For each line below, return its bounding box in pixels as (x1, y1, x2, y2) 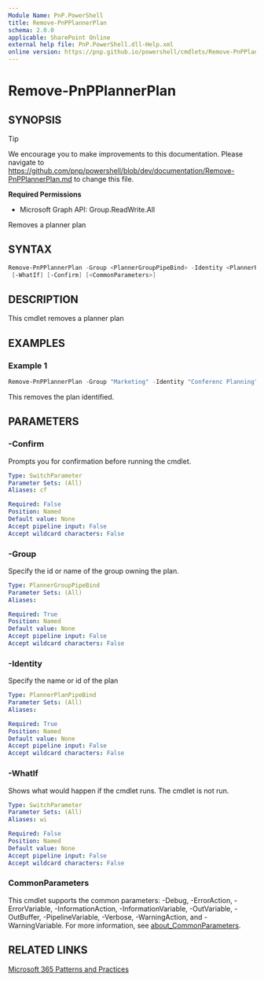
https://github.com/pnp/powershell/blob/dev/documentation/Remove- (8, 166, 235, 175)
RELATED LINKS (8, 943, 88, 957)
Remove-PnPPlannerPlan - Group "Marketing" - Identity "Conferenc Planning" (8, 378, 258, 386)
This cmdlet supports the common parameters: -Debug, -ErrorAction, (8, 895, 233, 905)
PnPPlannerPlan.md (8, 175, 72, 183)
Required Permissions (8, 190, 82, 199)
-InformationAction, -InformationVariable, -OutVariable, (54, 904, 233, 913)
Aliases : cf (8, 486, 47, 494)
